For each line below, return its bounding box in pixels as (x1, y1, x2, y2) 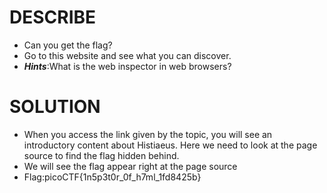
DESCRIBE (9, 6, 97, 29)
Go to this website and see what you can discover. (23, 49, 232, 61)
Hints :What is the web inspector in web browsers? (23, 60, 232, 72)
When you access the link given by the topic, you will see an (23, 128, 273, 140)
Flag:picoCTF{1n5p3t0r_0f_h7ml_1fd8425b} (23, 171, 202, 183)
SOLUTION (9, 96, 101, 118)
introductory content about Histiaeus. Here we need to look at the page (23, 139, 318, 151)
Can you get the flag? (23, 39, 113, 51)
